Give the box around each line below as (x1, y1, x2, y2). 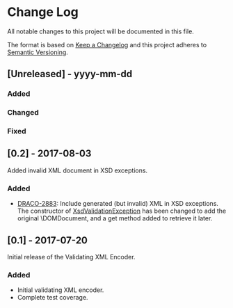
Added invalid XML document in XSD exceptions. (7, 166, 148, 175)
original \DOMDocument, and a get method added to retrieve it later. (17, 214, 213, 222)
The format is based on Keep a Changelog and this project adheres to (7, 40, 207, 49)
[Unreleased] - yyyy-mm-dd (7, 68, 133, 80)
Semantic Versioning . (7, 48, 68, 56)
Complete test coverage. (17, 293, 88, 302)
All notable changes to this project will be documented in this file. (7, 27, 195, 35)
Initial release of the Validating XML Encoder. (7, 253, 136, 261)
